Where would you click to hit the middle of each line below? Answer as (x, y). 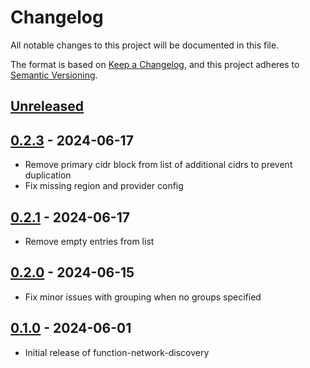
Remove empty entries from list (89, 241)
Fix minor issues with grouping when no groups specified (143, 297)
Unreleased (47, 106)
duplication (48, 175)
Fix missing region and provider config (104, 186)
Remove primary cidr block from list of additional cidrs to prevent (158, 165)
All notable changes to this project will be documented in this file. (145, 45)
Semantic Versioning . (54, 75)
